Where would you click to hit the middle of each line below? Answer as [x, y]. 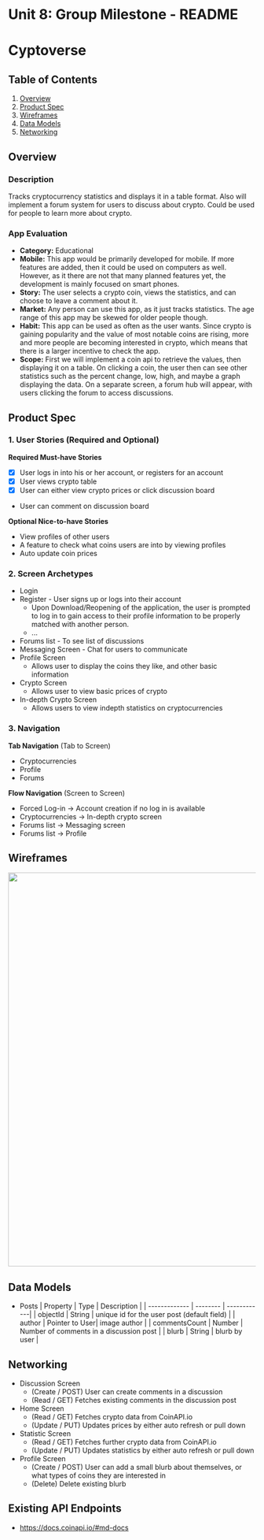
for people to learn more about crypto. [70, 213]
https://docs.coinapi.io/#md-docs [74, 1527]
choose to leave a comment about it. [79, 301]
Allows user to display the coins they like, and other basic [124, 666]
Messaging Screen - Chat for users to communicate [103, 649]
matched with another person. [80, 625]
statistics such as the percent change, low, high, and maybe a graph [130, 377]
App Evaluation [38, 233]
